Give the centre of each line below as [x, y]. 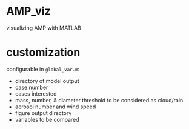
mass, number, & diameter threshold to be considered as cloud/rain [99, 100]
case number [31, 87]
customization [43, 52]
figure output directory [43, 113]
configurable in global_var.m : [43, 69]
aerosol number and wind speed [55, 107]
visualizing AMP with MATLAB [44, 28]
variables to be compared [47, 119]
